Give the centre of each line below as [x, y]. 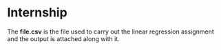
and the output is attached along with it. [63, 38]
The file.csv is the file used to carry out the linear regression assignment [111, 32]
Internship [37, 13]
